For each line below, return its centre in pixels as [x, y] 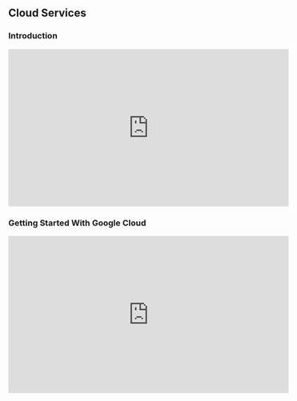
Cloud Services [47, 13]
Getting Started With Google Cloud [77, 223]
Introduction [33, 36]
